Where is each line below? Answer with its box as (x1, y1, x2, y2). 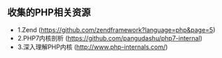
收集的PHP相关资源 (7, 6, 91, 19)
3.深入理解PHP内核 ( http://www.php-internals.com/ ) (17, 43, 168, 51)
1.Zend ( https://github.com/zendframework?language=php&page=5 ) (17, 25, 216, 34)
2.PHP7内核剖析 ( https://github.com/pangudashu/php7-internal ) (17, 34, 203, 42)
